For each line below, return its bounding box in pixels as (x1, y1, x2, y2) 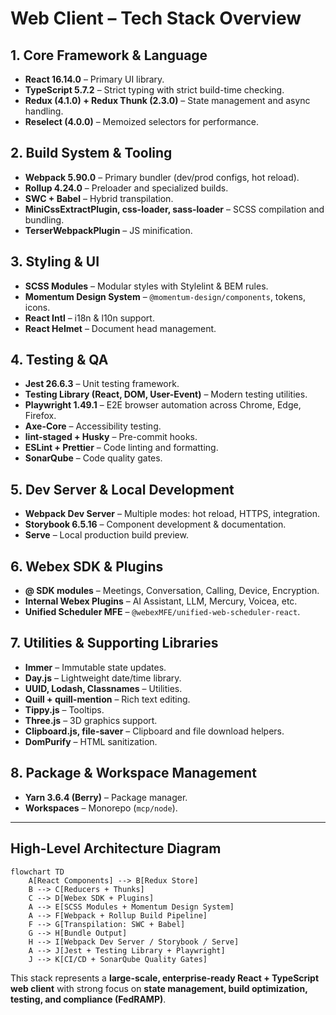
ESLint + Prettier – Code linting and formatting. (24, 442, 219, 454)
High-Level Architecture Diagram (10, 840, 222, 857)
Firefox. (24, 410, 57, 422)
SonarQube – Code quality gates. (24, 452, 163, 464)
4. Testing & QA (10, 352, 109, 369)
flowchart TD (10, 867, 65, 877)
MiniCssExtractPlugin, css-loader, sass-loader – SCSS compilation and (24, 203, 325, 215)
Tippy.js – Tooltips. (24, 703, 105, 716)
